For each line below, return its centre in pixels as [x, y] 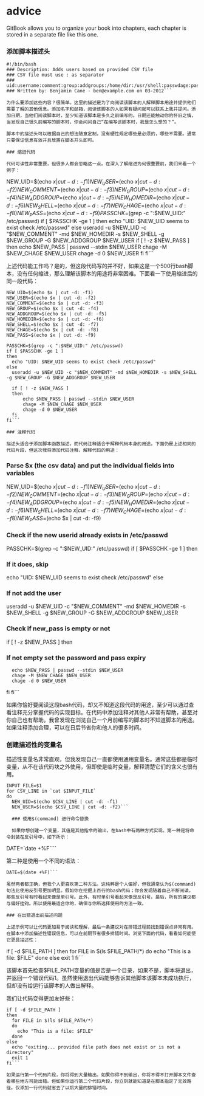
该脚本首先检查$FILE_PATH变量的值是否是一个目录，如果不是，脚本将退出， [101, 970]
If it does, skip [27, 564]
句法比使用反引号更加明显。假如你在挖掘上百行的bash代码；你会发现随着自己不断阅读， [100, 891]
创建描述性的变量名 [34, 745]
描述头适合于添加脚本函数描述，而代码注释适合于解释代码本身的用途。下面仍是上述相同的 [101, 444]
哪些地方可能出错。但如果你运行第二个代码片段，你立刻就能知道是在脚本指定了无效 [99, 1081]
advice [24, 11]
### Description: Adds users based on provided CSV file [80, 70]
